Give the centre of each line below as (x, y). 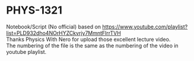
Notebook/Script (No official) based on (54, 27)
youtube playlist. (26, 52)
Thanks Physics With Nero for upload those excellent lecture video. (88, 39)
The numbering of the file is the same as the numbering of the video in (93, 46)
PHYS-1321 (34, 10)
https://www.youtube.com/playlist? (145, 27)
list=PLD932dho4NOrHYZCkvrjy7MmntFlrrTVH (64, 33)
